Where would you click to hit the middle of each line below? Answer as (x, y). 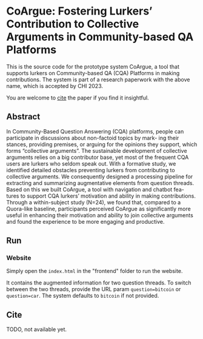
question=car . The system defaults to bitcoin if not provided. (83, 296)
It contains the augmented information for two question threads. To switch (99, 283)
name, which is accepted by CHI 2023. (55, 86)
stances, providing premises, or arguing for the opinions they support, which (102, 144)
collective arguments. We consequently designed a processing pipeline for (100, 176)
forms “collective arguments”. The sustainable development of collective (97, 150)
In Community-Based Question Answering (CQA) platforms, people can (95, 131)
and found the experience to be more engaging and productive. (85, 221)
